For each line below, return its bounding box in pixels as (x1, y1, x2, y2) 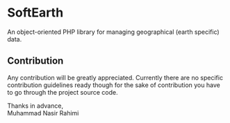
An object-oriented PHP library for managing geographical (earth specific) (7, 28, 220, 36)
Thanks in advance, (7, 102, 64, 110)
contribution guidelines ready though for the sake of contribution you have (7, 81, 220, 89)
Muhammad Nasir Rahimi (7, 108, 79, 117)
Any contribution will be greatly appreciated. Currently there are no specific (7, 73, 224, 82)
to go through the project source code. (7, 88, 118, 96)
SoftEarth (7, 5, 64, 21)
